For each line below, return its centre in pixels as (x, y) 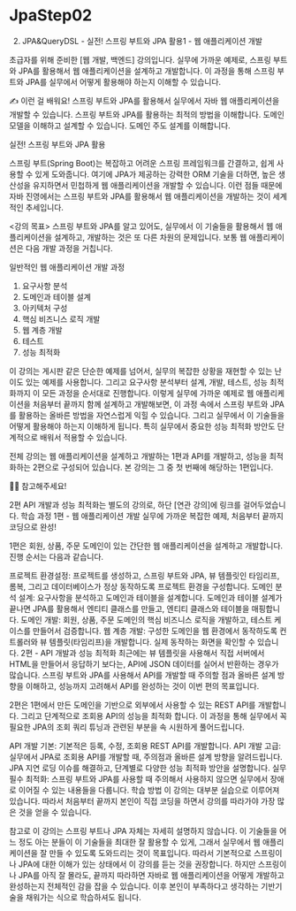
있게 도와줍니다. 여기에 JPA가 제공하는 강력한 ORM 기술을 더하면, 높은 (156, 174)
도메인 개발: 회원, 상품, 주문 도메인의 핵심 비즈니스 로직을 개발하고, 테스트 (146, 619)
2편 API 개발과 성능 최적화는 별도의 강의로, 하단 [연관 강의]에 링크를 (125, 504)
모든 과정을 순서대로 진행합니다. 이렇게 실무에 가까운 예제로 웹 (148, 393)
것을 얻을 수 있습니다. (55, 812)
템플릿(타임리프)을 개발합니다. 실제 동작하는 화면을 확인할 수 (152, 641)
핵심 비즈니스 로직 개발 (61, 318)
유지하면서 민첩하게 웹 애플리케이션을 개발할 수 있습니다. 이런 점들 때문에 (157, 185)
